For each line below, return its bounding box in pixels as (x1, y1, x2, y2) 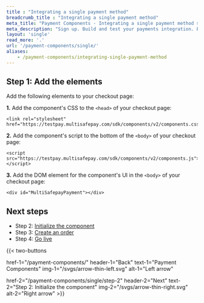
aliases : (6, 49, 29, 55)
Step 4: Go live (15, 235, 53, 243)
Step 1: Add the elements (6, 77, 103, 87)
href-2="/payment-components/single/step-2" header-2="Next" (6, 277, 168, 284)
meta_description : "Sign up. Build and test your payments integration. (6, 26, 194, 32)
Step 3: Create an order (15, 229, 74, 236)
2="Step (6, 284, 27, 291)
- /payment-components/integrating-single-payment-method (17, 54, 167, 60)
